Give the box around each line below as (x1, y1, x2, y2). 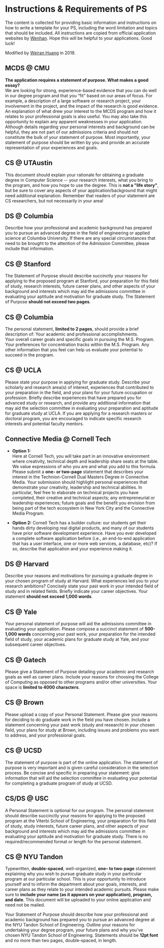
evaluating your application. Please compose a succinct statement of (5, 626, 144, 632)
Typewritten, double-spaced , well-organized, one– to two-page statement (5, 866, 156, 872)
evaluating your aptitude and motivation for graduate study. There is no (5, 833, 148, 839)
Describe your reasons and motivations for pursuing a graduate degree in (5, 573, 153, 579)
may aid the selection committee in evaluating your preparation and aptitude (5, 405, 159, 411)
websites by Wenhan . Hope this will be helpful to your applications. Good (5, 35, 152, 41)
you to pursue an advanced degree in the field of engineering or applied (5, 230, 150, 236)
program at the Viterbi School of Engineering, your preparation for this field (5, 818, 156, 824)
